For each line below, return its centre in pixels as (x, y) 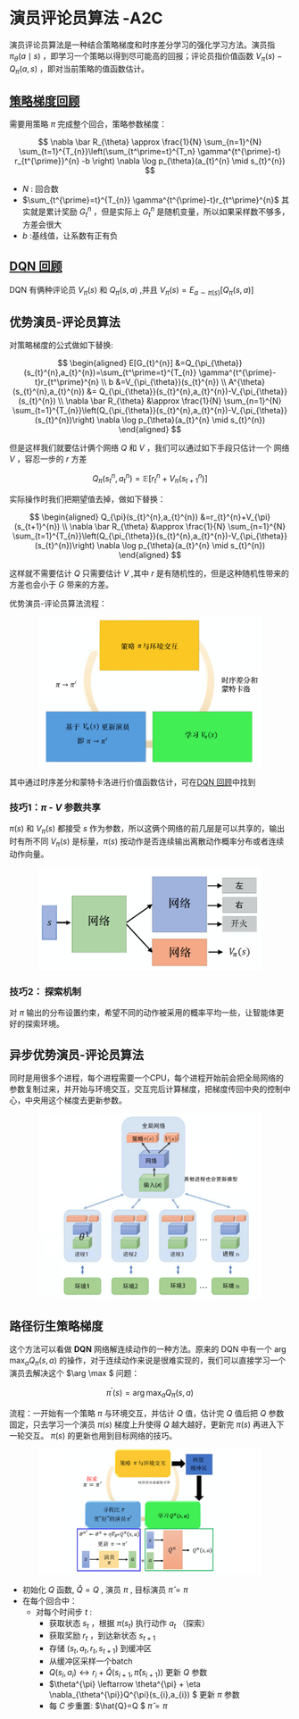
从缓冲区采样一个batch (91, 1661)
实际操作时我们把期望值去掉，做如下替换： (87, 499)
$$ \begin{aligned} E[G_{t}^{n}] (116, 363)
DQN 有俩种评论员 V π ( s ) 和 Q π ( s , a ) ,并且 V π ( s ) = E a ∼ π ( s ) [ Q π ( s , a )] (132, 291)
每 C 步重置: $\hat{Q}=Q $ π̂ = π (108, 1706)
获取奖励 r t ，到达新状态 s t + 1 (102, 1637)
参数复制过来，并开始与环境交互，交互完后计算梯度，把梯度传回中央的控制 (146, 1089)
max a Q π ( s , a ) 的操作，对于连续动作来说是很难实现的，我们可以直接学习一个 (148, 1361)
